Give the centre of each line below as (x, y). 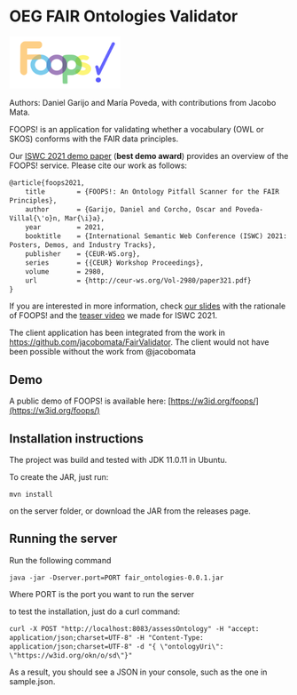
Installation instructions (76, 439)
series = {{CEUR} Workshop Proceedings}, (114, 263)
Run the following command (60, 560)
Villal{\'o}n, (35, 219)
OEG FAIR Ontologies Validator (124, 16)
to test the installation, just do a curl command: (95, 611)
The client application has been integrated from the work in (117, 333)
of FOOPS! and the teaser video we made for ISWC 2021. (113, 316)
